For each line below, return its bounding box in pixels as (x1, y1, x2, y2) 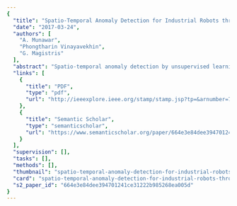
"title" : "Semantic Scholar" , (25, 115, 115, 122)
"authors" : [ (13, 30, 52, 38)
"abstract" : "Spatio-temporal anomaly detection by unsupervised (13, 63, 210, 70)
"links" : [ (13, 69, 45, 76)
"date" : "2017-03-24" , (13, 23, 80, 30)
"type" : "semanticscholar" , (25, 122, 109, 130)
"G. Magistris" (19, 50, 64, 57)
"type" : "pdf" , (25, 89, 71, 96)
